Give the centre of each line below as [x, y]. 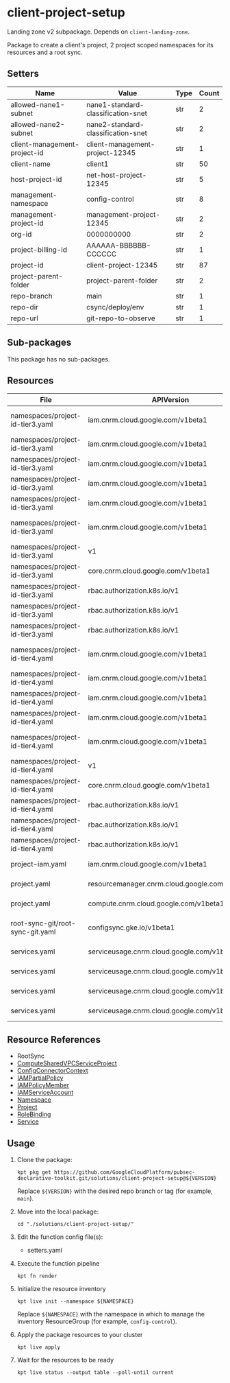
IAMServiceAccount [45, 1093]
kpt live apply [39, 1347]
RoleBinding [34, 1114]
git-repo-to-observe [121, 318]
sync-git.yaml [33, 932]
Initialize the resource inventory [61, 1289]
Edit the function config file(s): [60, 1237]
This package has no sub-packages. [59, 359]
